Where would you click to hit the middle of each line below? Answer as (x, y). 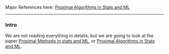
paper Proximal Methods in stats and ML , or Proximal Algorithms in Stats (80, 41)
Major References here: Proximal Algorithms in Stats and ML (67, 7)
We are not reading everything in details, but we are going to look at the (79, 36)
